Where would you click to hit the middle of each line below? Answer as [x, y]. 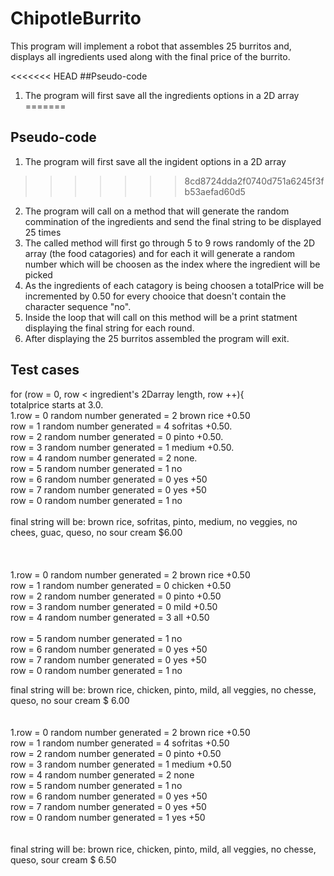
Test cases [45, 370]
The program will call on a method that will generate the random [157, 211]
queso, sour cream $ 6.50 [63, 859]
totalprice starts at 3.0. [57, 404]
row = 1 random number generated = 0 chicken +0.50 [121, 585]
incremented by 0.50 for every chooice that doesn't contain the [155, 296]
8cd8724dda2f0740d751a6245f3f [254, 181]
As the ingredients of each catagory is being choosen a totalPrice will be [174, 285]
